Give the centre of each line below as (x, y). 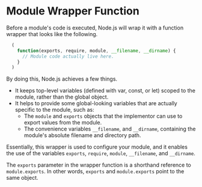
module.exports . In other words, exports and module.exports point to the (95, 171)
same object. (22, 178)
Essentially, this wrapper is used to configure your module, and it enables (97, 147)
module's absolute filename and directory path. (82, 135)
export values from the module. (63, 123)
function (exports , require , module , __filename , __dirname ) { (96, 51)
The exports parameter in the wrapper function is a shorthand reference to (99, 165)
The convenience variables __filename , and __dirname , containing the (110, 129)
